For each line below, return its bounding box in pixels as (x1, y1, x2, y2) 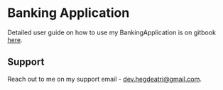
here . (7, 35, 23, 44)
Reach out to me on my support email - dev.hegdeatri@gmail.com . (7, 75, 202, 83)
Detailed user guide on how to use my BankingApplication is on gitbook (7, 28, 217, 37)
